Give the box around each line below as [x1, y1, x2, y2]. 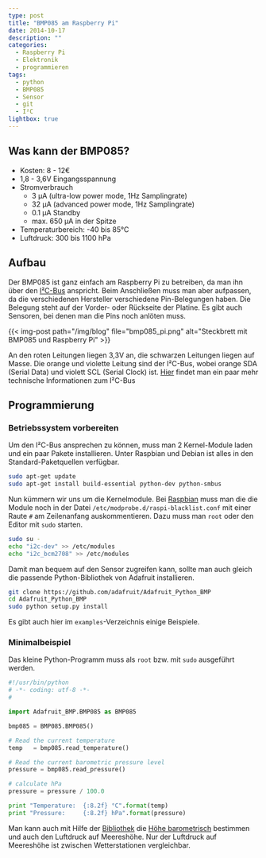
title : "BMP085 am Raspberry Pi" [8, 19, 119, 27]
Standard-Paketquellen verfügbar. [8, 458, 120, 467]
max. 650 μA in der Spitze [31, 216, 117, 226]
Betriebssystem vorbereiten [8, 422, 119, 433]
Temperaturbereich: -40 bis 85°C [19, 224, 129, 234]
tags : [8, 71, 26, 79]
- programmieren [15, 64, 69, 71]
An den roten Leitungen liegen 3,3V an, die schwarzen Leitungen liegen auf [8, 350, 255, 360]
